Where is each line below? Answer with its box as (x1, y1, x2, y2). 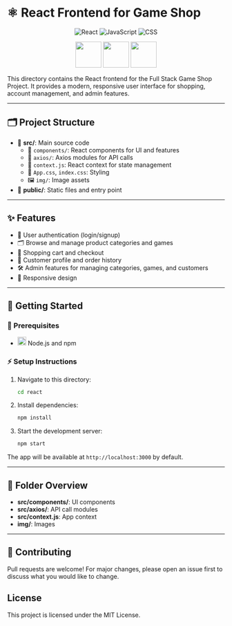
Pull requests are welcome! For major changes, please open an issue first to (7, 564, 223, 573)
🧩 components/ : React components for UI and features (27, 145, 180, 154)
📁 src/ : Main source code (17, 138, 90, 147)
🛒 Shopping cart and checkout (17, 248, 104, 257)
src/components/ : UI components (17, 497, 116, 506)
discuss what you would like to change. (7, 572, 119, 580)
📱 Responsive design (17, 274, 77, 282)
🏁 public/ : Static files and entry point (17, 186, 122, 194)
